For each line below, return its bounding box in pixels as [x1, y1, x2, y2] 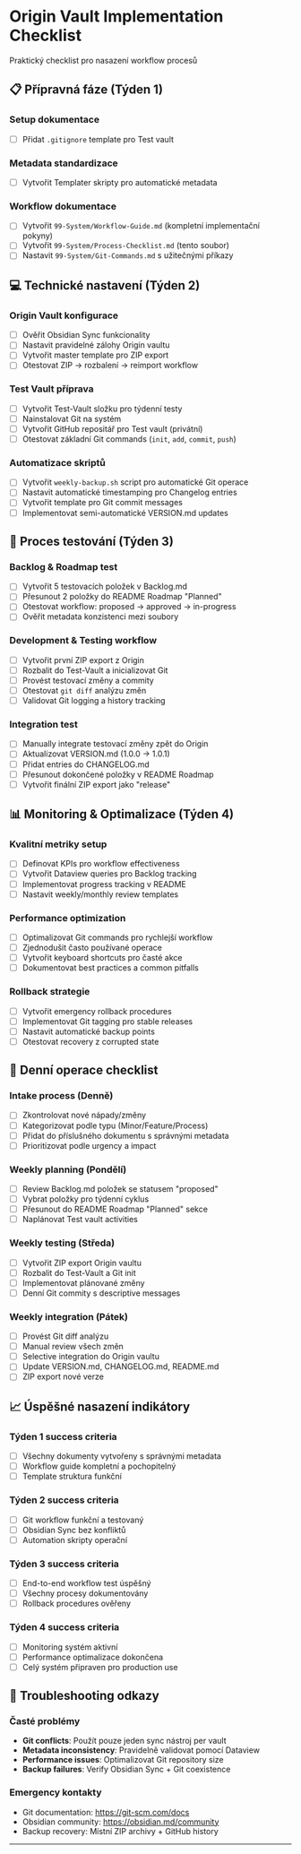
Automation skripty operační [21, 1534, 128, 1545]
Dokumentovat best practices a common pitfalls [21, 962, 200, 973]
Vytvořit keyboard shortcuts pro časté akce [21, 953, 183, 963]
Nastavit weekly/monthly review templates [21, 889, 179, 900]
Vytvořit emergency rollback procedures [21, 1005, 172, 1016]
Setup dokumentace [9, 114, 100, 126]
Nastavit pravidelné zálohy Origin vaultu [21, 340, 170, 350]
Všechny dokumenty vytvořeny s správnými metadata [21, 1451, 222, 1462]
